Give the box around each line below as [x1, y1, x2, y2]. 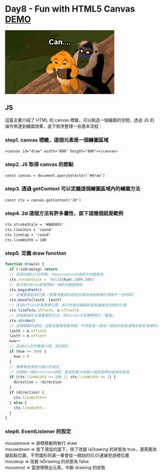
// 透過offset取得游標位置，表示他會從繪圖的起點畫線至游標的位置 [9, 303, 127, 308]
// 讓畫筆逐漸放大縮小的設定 [9, 364, 60, 369]
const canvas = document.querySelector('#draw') [5, 173, 105, 178]
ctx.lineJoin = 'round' [5, 227, 53, 232]
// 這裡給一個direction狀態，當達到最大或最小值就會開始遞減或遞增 [9, 369, 130, 374]
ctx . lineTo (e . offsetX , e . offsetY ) [9, 308, 79, 313]
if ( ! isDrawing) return [9, 267, 57, 272]
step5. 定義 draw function [5, 250, 66, 256]
